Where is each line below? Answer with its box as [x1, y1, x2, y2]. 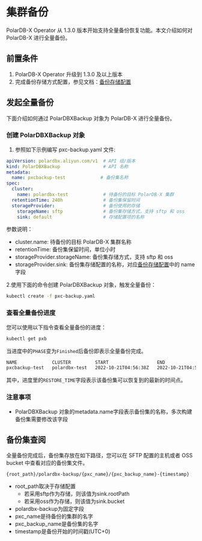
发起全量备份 [6, 98, 54, 108]
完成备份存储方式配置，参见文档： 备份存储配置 [14, 78, 131, 85]
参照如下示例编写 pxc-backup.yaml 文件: [14, 146, 116, 153]
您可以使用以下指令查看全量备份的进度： [6, 324, 106, 331]
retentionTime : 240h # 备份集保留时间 [11, 197, 140, 203]
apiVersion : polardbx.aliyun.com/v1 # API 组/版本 [6, 158, 136, 164]
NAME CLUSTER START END [6, 359, 165, 365]
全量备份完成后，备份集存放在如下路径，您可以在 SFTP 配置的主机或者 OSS [6, 452, 193, 459]
